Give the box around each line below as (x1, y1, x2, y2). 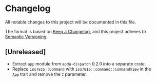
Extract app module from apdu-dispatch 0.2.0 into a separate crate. (12, 61, 146, 66)
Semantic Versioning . (5, 34, 48, 40)
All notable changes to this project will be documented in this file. (5, 19, 136, 25)
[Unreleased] (5, 48, 46, 56)
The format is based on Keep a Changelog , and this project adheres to (5, 28, 146, 34)
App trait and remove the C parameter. (12, 71, 87, 77)
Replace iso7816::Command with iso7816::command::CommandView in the (12, 66, 151, 72)
